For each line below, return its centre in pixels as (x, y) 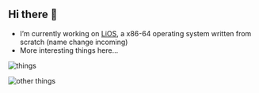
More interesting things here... (69, 50)
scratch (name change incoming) (74, 42)
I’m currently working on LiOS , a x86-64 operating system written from (135, 33)
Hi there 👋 (33, 15)
